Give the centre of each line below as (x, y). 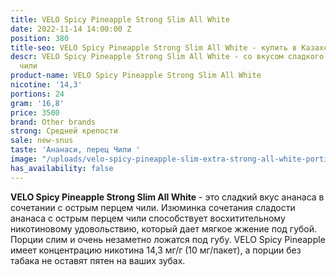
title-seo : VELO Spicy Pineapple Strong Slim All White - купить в (154, 47)
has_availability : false (62, 168)
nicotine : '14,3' (46, 85)
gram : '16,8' (37, 103)
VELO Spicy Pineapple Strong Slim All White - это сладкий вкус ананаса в (167, 197)
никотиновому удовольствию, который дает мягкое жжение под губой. (164, 228)
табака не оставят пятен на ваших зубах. (98, 260)
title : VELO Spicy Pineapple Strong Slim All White (120, 19)
